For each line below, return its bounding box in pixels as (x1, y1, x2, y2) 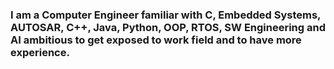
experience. (10, 45, 70, 59)
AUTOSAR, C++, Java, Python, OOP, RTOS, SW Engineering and (10, 20, 327, 34)
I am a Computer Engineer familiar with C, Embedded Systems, (10, 8, 322, 22)
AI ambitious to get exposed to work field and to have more (10, 33, 302, 47)
